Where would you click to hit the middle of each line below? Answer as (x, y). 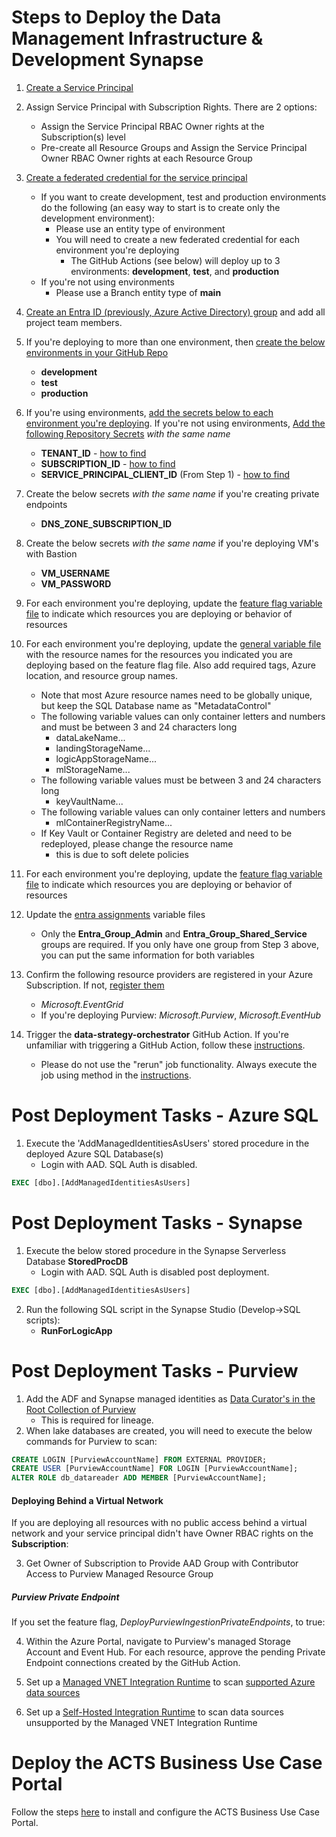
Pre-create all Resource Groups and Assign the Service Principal (174, 147)
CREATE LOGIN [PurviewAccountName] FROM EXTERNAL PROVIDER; (139, 1459)
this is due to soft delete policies (122, 854)
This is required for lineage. (97, 1420)
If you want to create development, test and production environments (183, 197)
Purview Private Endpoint (65, 1597)
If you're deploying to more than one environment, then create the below (175, 342)
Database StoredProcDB (77, 1261)
